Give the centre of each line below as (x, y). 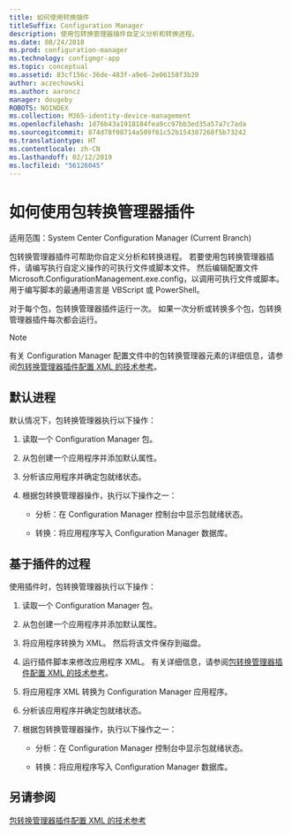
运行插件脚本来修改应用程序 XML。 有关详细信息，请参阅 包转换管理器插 (152, 662)
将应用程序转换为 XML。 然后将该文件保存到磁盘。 (113, 643)
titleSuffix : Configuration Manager (76, 26)
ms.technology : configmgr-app (65, 58)
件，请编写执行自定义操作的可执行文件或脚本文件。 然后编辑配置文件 (134, 268)
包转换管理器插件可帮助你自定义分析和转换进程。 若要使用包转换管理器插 (142, 256)
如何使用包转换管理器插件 (102, 212)
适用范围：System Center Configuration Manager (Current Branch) (131, 238)
